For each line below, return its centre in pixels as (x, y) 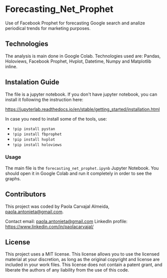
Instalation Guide (32, 82)
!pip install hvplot (34, 139)
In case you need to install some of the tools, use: (56, 119)
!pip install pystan (34, 129)
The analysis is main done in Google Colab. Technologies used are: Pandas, (83, 56)
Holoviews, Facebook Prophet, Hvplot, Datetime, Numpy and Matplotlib (78, 61)
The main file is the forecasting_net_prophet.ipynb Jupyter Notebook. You (82, 168)
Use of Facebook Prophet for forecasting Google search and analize (75, 23)
